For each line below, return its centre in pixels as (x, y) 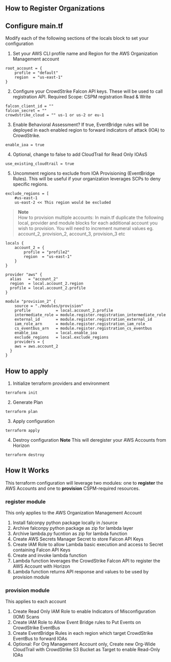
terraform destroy (25, 455)
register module (26, 502)
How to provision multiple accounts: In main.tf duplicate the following (91, 218)
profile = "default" (36, 73)
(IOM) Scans (26, 617)
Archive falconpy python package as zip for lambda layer (73, 528)
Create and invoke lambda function (50, 555)
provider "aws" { (24, 275)
